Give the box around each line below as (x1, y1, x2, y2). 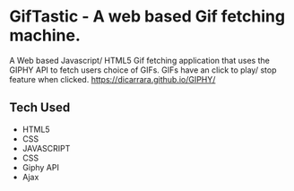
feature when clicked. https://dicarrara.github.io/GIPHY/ (9, 74, 216, 84)
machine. (9, 25, 81, 46)
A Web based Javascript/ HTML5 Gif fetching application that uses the (9, 55, 271, 65)
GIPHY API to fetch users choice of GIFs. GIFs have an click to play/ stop (9, 65, 277, 75)
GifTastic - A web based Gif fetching (9, 6, 285, 27)
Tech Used (9, 100, 71, 116)
